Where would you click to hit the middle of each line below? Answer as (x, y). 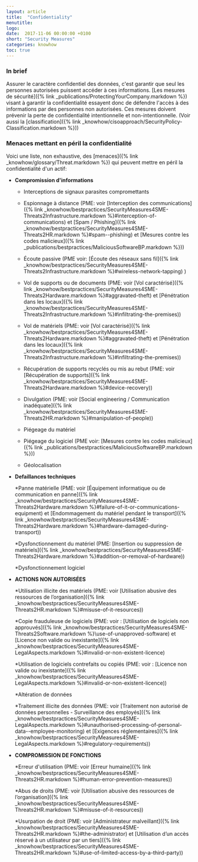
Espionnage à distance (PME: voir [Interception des (86, 203)
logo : (13, 28)
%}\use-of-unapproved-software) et (132, 634)
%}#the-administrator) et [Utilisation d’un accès (131, 834)
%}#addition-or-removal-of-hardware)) (137, 556)
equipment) (29, 513)
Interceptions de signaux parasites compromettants (86, 192)
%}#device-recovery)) (125, 388)
